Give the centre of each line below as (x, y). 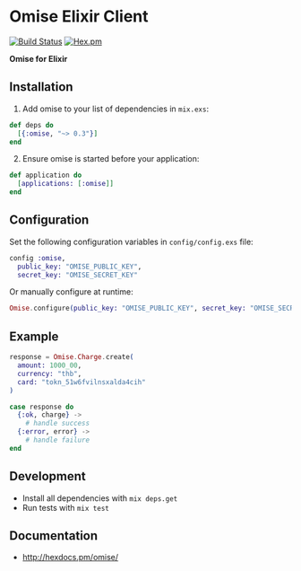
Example (34, 336)
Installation (41, 87)
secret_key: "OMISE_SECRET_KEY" (78, 275)
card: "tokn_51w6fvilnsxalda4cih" (82, 382)
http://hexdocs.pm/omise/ (70, 558)
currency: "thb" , (50, 373)
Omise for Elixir (39, 58)
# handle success (58, 424)
